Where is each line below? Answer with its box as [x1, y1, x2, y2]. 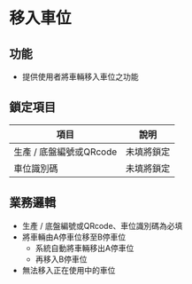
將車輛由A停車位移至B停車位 [21, 232, 127, 242]
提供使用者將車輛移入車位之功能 [21, 72, 139, 82]
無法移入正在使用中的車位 [21, 264, 116, 275]
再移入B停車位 [35, 254, 88, 264]
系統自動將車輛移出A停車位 [35, 242, 134, 253]
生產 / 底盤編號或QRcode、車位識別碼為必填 [21, 220, 183, 231]
